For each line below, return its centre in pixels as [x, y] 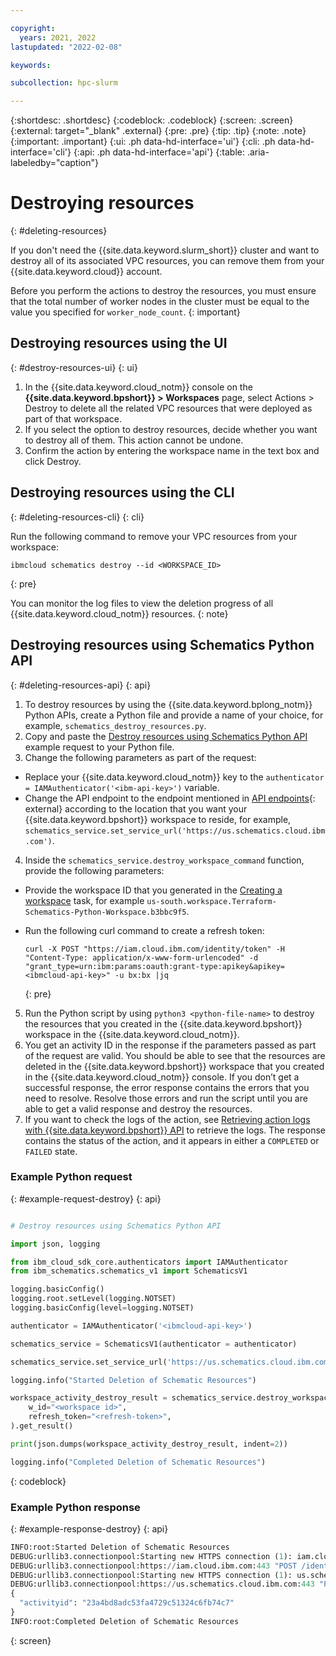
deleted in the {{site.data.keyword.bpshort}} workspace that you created [174, 1066]
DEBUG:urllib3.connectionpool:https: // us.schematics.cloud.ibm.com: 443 [162, 1584]
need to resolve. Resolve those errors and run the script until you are [166, 1098]
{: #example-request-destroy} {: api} [86, 1198]
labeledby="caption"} [54, 163]
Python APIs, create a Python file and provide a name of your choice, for [174, 715]
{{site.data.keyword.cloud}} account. [86, 272]
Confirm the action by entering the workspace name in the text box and [172, 450]
